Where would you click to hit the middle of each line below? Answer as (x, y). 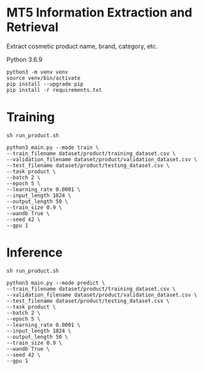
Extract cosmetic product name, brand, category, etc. (82, 46)
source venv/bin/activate (43, 78)
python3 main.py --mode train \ (53, 147)
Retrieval (33, 27)
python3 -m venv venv (37, 72)
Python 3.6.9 (24, 59)
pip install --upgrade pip (45, 84)
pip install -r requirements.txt (54, 90)
